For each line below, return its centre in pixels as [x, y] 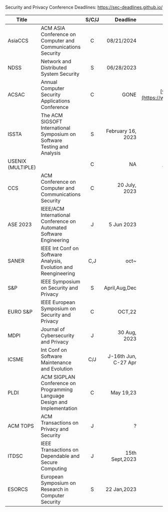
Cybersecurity [57, 336]
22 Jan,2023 [121, 489]
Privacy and [55, 429]
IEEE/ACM [53, 209]
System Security [60, 74]
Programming [57, 390]
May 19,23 [123, 393]
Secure [49, 462]
